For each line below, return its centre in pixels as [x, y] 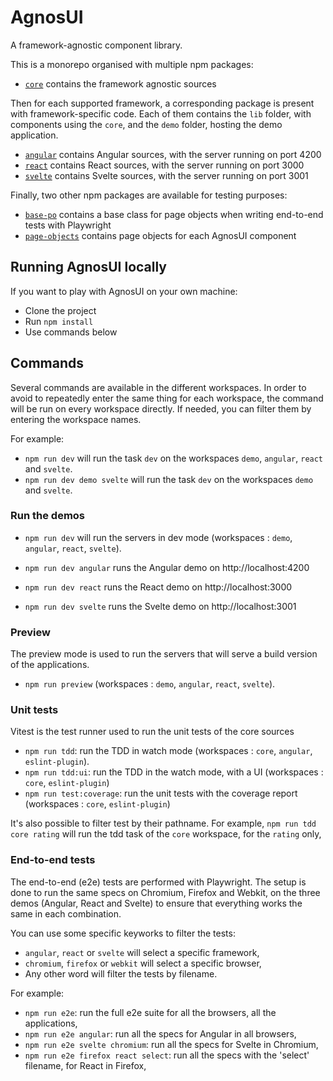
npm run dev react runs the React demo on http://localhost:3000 [158, 587]
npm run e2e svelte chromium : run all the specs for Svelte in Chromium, [171, 1044]
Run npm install [59, 321]
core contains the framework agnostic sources [120, 83]
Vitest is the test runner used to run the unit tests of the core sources [152, 732]
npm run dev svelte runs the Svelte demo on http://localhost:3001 [160, 606]
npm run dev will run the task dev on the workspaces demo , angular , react [174, 458]
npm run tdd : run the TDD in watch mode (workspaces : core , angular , [168, 751]
